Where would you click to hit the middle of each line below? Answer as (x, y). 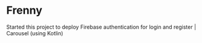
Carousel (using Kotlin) (35, 33)
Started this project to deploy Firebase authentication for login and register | (101, 27)
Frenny (24, 10)
